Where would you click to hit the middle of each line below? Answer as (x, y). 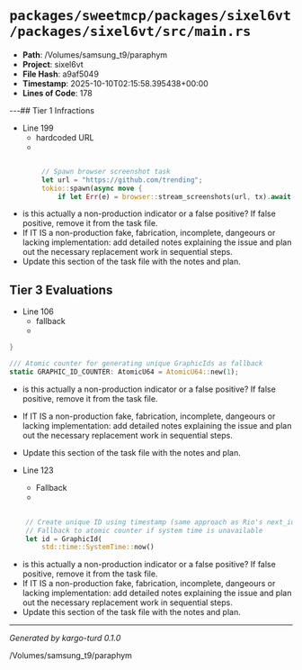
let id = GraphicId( (64, 539)
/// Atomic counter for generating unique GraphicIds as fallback (136, 364)
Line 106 (38, 312)
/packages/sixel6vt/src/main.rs (130, 32)
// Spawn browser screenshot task (106, 171)
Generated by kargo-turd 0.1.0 (65, 638)
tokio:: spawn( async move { (92, 188)
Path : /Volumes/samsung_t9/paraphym (95, 54)
